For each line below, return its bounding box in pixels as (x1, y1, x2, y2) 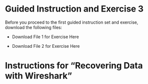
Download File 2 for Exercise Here (12, 43, 80, 49)
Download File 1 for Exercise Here (12, 34, 79, 40)
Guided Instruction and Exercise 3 (5, 3, 144, 14)
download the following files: (5, 24, 62, 30)
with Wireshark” (5, 70, 72, 82)
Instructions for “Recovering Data (5, 60, 143, 71)
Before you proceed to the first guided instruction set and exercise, (5, 19, 138, 25)
